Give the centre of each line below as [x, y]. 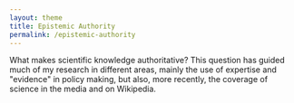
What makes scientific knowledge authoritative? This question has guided [147, 61]
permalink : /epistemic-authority [73, 34]
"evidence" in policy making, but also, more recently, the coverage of [139, 80]
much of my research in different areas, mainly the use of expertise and [143, 70]
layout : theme [36, 18]
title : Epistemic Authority [63, 26]
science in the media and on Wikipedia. [83, 89]
